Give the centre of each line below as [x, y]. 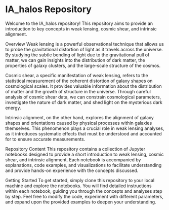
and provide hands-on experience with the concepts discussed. [72, 170]
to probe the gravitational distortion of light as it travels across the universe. [84, 49]
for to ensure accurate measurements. [45, 139]
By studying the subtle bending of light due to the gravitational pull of [77, 55]
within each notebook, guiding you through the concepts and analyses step [84, 191]
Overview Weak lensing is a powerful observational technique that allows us [85, 44]
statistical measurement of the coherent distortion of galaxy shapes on [79, 81]
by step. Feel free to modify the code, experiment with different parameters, [84, 196]
